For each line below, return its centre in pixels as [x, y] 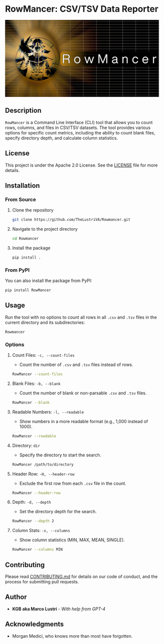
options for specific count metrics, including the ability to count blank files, [80, 132]
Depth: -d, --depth [31, 502]
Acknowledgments [35, 624]
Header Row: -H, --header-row [43, 474]
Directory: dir [26, 445]
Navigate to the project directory [45, 229]
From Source [20, 199]
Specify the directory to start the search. [60, 455]
